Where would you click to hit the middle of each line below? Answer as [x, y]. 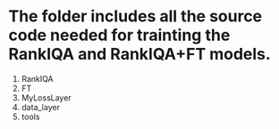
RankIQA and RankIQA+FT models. [140, 54]
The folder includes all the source [135, 16]
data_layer [40, 107]
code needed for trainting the [119, 35]
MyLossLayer [46, 97]
